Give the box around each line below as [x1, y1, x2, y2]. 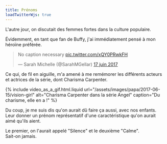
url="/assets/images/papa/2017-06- [84, 86, 160, 92]
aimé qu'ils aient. [5, 118, 41, 124]
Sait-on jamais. [5, 133, 37, 139]
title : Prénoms [5, 7, 38, 13]
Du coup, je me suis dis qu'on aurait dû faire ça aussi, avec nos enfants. [5, 107, 157, 113]
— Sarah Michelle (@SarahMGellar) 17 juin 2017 [17, 61, 118, 67]
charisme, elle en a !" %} [5, 97, 58, 103]
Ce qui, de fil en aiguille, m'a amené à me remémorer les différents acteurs [5, 71, 162, 77]
